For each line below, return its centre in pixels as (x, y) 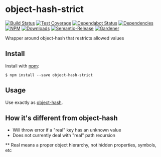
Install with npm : (22, 65)
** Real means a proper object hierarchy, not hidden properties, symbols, (81, 145)
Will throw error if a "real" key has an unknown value (67, 130)
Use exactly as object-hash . (34, 102)
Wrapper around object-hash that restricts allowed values (65, 38)
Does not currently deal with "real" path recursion (64, 135)
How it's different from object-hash (61, 118)
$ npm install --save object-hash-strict (49, 75)
